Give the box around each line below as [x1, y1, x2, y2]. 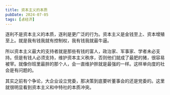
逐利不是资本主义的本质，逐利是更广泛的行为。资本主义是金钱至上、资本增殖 [5, 31, 165, 37]
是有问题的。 [9, 67, 36, 73]
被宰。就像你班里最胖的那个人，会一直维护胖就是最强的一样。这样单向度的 [5, 61, 160, 67]
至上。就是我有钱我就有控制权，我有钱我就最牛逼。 [5, 37, 112, 43]
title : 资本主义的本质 [5, 7, 48, 13]
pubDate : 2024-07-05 [5, 12, 49, 17]
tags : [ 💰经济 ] [5, 17, 35, 22]
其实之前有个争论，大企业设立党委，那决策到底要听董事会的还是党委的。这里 [5, 78, 165, 84]
